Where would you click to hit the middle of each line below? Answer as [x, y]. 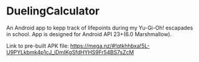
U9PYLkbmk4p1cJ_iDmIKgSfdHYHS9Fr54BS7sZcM [70, 52]
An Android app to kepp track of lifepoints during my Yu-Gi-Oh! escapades [99, 28]
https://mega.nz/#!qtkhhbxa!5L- [110, 46]
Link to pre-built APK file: [38, 46]
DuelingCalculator [53, 11]
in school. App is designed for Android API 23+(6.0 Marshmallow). [89, 34]
